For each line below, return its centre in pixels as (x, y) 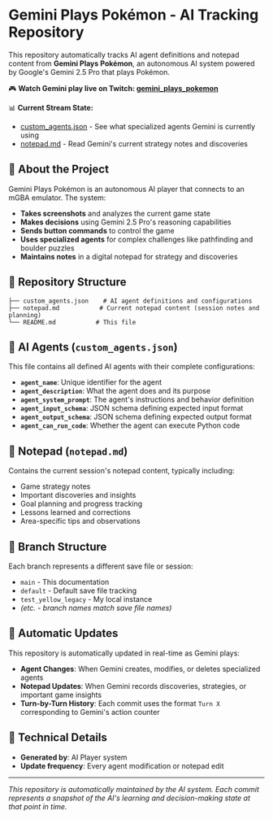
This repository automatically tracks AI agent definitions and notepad (124, 54)
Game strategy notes (55, 486)
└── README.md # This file (72, 322)
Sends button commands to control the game (97, 230)
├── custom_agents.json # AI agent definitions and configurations (130, 301)
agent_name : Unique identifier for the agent (91, 382)
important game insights (61, 695)
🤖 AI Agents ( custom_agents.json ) (93, 347)
